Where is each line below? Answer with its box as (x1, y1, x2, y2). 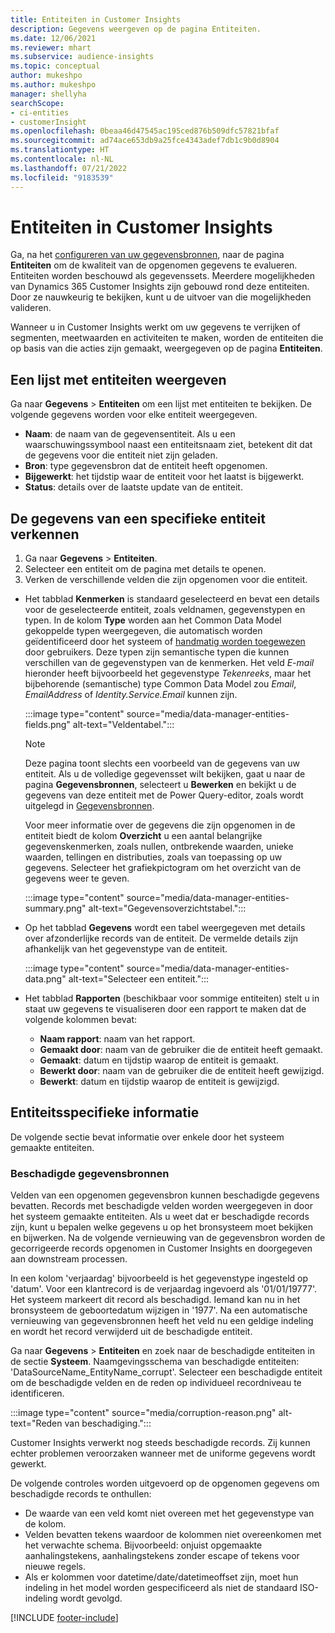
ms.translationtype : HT (10, 145, 110, 155)
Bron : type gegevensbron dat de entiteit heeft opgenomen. (24, 460, 268, 472)
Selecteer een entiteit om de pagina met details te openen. (24, 563, 267, 575)
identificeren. (10, 1387, 65, 1400)
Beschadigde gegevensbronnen (10, 1166, 170, 1180)
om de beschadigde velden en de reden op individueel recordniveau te (10, 1377, 302, 1389)
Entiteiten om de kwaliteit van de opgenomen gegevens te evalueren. (10, 259, 298, 271)
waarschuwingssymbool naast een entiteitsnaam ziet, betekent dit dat (24, 439, 313, 451)
